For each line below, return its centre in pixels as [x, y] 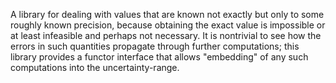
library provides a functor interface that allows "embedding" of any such [159, 57]
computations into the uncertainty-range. [95, 67]
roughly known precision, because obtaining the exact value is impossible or [168, 25]
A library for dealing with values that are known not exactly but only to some [167, 14]
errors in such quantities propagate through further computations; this [155, 46]
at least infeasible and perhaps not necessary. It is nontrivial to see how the [166, 35]
